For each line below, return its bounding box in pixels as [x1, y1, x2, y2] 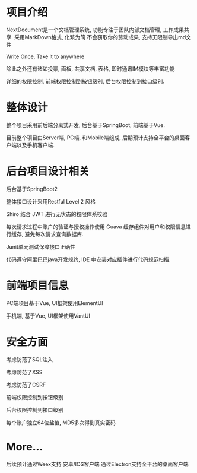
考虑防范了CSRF [6, 381, 46, 388]
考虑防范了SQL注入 [6, 355, 53, 363]
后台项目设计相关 [6, 164, 90, 178]
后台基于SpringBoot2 [6, 185, 58, 192]
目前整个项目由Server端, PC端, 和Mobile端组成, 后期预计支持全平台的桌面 [6, 134, 185, 141]
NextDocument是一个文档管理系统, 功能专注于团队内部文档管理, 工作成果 [6, 26, 184, 33]
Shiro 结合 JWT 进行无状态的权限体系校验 [6, 210, 108, 217]
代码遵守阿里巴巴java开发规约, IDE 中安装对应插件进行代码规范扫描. [6, 256, 171, 263]
